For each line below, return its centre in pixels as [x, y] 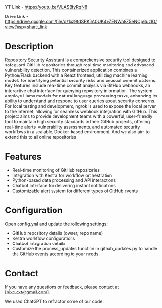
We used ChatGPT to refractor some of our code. [54, 301]
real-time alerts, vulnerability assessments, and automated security [72, 127]
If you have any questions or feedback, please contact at [62, 287]
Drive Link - [17, 16]
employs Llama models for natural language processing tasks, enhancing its [81, 96]
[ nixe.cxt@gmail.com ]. [27, 292]
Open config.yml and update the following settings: [56, 224]
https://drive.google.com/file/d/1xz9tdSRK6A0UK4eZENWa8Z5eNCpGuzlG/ [81, 22]
